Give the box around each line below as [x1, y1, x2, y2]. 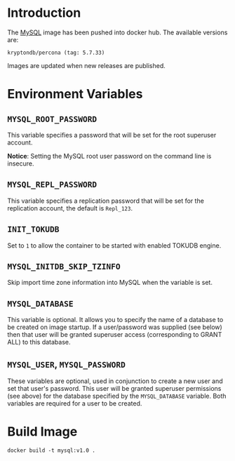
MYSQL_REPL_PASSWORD [7, 180, 98, 190]
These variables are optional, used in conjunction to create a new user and [7, 377, 223, 385]
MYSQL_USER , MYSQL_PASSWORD [7, 358, 126, 370]
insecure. [7, 159, 34, 168]
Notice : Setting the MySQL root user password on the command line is [7, 152, 212, 160]
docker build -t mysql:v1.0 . [7, 447, 96, 454]
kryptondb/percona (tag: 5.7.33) [7, 49, 105, 56]
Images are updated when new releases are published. [7, 61, 166, 69]
